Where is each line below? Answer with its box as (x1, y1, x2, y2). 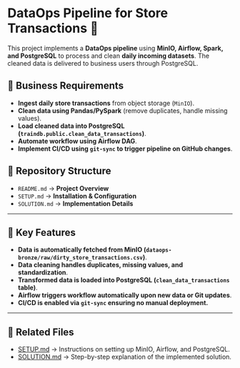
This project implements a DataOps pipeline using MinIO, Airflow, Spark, (7, 44, 224, 52)
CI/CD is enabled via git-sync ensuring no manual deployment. (17, 299, 209, 307)
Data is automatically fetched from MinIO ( (17, 245, 146, 254)
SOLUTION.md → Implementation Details (17, 199, 134, 208)
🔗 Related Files (7, 326, 74, 338)
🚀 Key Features (7, 227, 76, 239)
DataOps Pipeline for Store (7, 5, 169, 21)
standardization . (17, 268, 69, 277)
